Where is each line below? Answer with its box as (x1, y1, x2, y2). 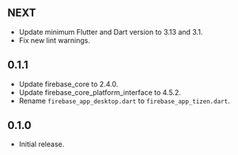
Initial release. (18, 139, 65, 149)
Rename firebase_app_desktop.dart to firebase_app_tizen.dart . (18, 96, 230, 105)
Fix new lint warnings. (18, 35, 90, 45)
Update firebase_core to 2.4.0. (18, 79, 119, 89)
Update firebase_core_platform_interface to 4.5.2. (18, 87, 181, 97)
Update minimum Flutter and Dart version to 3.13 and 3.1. (18, 27, 203, 36)
